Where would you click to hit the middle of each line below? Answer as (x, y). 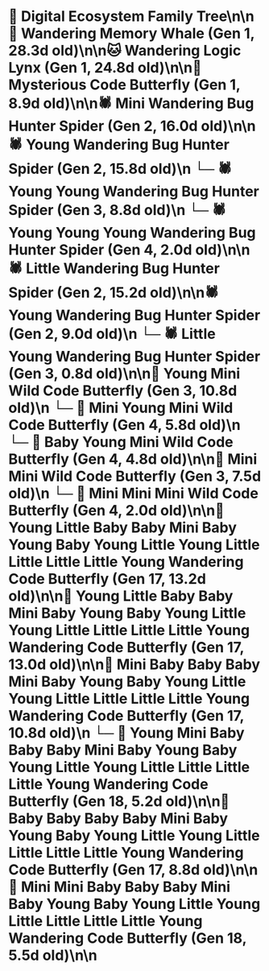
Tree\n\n (226, 17)
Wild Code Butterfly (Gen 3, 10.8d (123, 391)
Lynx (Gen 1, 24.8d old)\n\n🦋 (105, 68)
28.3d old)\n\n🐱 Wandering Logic (125, 51)
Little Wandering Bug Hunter (122, 269)
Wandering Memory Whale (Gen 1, (138, 33)
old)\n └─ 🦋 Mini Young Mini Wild (121, 408)
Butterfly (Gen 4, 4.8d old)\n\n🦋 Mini (133, 459)
